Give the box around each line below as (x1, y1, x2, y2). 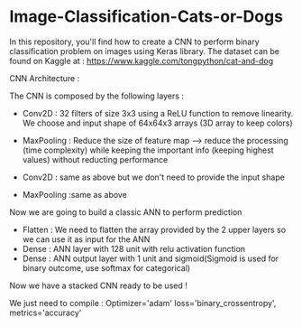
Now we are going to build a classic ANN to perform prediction (9, 206, 243, 218)
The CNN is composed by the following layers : (9, 90, 185, 101)
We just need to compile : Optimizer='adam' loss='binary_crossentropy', (9, 297, 277, 308)
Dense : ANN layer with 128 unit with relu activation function (22, 243, 246, 254)
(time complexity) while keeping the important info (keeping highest (22, 145, 274, 155)
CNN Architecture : (9, 72, 80, 83)
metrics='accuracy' (9, 307, 82, 318)
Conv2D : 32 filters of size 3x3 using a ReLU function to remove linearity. (22, 107, 294, 118)
